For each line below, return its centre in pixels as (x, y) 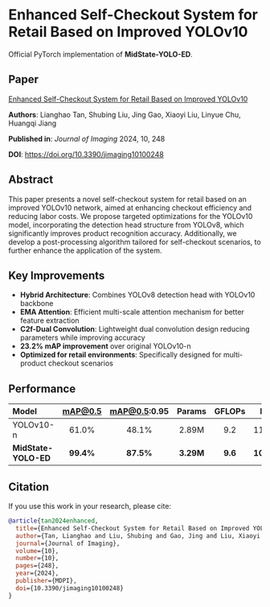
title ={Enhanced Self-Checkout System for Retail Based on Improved (133, 528)
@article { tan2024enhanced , (53, 521)
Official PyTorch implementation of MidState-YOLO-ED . (100, 54)
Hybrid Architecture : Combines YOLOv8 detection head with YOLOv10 (137, 295)
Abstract (31, 180)
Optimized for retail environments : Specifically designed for (121, 355)
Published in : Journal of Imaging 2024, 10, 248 (87, 138)
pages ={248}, (37, 566)
